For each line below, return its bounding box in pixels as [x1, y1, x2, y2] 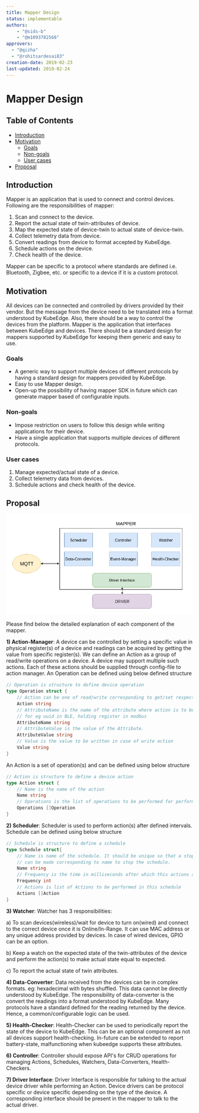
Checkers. [6, 1064, 31, 1072]
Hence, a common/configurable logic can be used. [6, 1010, 130, 1017]
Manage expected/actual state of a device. [14, 469, 120, 476]
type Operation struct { [6, 688, 68, 695]
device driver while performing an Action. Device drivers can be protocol [6, 1082, 184, 1089]
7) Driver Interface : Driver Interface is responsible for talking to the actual [6, 1076, 187, 1083]
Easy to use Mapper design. [14, 380, 84, 388]
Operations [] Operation [17, 805, 76, 811]
